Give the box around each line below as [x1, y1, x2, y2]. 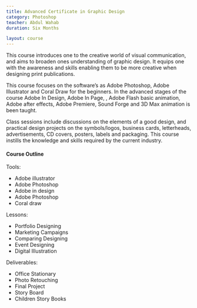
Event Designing [14, 242, 55, 249]
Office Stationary [14, 270, 56, 277]
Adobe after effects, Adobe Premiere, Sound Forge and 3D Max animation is [6, 101, 191, 108]
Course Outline [6, 150, 44, 158]
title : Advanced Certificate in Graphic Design [6, 8, 125, 15]
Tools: [6, 163, 21, 170]
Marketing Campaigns [14, 229, 69, 236]
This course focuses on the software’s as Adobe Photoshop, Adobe [6, 82, 169, 89]
